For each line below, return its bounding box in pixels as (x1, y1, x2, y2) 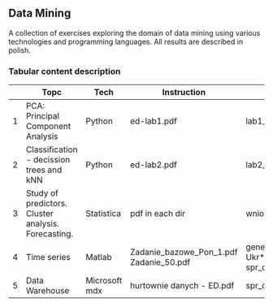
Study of (25, 188, 59, 199)
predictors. (25, 198, 67, 210)
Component (25, 121, 71, 132)
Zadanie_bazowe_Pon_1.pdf (129, 247, 238, 258)
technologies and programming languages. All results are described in (8, 37, 244, 46)
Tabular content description (8, 65, 121, 76)
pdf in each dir (129, 208, 185, 219)
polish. (8, 45, 31, 55)
